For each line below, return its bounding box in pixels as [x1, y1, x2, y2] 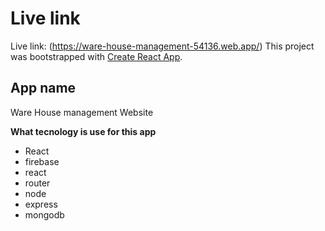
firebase [24, 155, 60, 167]
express [24, 198, 58, 210]
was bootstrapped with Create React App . [10, 50, 183, 62]
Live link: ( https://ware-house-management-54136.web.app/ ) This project [10, 40, 315, 52]
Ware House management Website [10, 106, 154, 118]
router [24, 177, 51, 189]
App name [10, 80, 77, 97]
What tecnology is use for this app [10, 125, 157, 137]
